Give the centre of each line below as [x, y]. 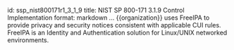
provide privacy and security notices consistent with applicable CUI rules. [114, 25]
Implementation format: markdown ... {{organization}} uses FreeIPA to [109, 18]
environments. [28, 40]
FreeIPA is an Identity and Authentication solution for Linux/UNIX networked [117, 32]
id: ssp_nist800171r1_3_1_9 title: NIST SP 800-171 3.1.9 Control [96, 10]
